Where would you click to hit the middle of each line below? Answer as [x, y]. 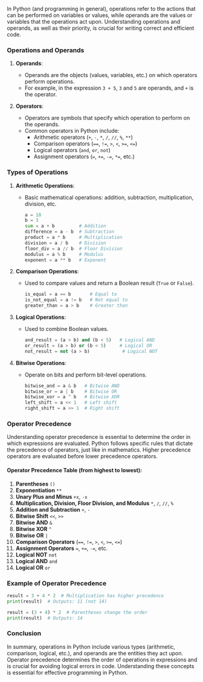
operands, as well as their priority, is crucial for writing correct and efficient [101, 28]
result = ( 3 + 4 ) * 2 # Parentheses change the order [77, 612]
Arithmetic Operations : [45, 186]
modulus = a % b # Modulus [64, 254]
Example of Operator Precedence [57, 583]
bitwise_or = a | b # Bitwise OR [71, 391]
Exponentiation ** [39, 490]
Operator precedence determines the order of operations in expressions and [102, 660]
